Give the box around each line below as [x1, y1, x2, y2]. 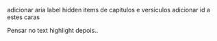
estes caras [7, 13, 40, 21]
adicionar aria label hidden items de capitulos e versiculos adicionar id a [7, 6, 211, 14]
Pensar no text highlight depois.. [7, 27, 99, 34]
